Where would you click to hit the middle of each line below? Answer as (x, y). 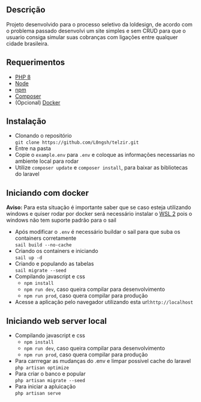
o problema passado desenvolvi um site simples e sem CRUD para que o (96, 31)
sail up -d (28, 258)
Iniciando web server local (56, 321)
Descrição (26, 10)
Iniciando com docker (47, 193)
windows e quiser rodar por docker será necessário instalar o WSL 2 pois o (99, 214)
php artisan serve (38, 394)
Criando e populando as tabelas (54, 264)
